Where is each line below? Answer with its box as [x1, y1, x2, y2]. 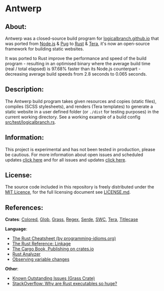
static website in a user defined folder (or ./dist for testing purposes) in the [5, 108, 159, 114]
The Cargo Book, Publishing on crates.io [12, 246, 94, 252]
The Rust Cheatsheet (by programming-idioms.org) [12, 236, 116, 241]
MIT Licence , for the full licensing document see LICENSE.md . [5, 189, 131, 195]
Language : [5, 226, 27, 232]
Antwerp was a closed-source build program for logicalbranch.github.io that [5, 35, 159, 41]
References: [5, 203, 43, 212]
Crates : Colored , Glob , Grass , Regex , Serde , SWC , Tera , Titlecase [5, 216, 138, 222]
